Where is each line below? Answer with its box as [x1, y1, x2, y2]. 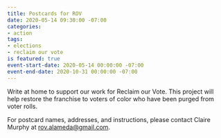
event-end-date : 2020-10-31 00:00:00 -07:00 [7, 68, 138, 75]
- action [7, 29, 33, 37]
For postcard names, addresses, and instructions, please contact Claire [7, 115, 211, 123]
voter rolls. [7, 102, 38, 110]
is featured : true [7, 55, 60, 62]
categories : [7, 23, 42, 30]
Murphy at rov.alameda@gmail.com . [7, 123, 111, 131]
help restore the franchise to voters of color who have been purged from [7, 94, 215, 103]
